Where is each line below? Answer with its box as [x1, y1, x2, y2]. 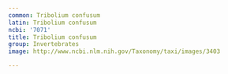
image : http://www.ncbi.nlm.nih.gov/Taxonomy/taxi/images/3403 [8, 48, 221, 55]
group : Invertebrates [8, 41, 80, 48]
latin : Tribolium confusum [8, 19, 97, 26]
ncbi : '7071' [8, 26, 51, 33]
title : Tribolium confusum [8, 33, 97, 41]
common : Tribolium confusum [8, 11, 101, 19]
